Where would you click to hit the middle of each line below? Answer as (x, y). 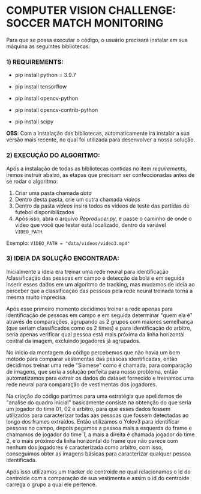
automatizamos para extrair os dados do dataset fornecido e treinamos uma (100, 378)
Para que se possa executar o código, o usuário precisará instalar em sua (97, 40)
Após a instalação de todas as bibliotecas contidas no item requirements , (97, 168)
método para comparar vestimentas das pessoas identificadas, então (92, 359)
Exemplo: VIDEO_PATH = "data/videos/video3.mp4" (68, 243)
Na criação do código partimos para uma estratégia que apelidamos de (94, 396)
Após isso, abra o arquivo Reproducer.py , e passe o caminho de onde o (103, 218)
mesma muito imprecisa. (37, 297)
